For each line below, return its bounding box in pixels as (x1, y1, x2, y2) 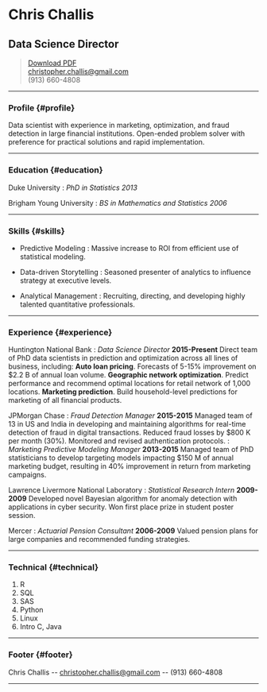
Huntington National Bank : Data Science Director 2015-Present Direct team (8, 345, 258, 354)
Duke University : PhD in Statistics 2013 (8, 183, 137, 192)
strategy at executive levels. (19, 276, 112, 285)
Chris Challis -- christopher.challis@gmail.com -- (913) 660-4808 (8, 667, 223, 677)
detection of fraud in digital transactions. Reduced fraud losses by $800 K (8, 427, 251, 438)
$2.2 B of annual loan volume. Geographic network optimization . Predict (8, 370, 249, 380)
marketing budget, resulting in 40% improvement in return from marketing (8, 462, 251, 471)
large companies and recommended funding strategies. (8, 535, 191, 544)
